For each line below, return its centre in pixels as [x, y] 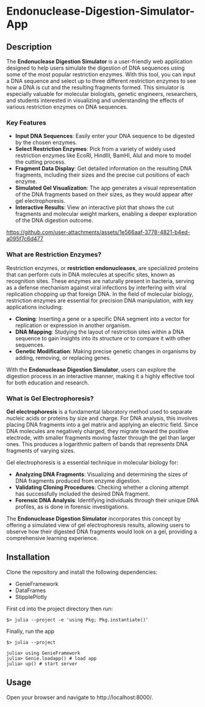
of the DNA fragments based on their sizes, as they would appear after [104, 194]
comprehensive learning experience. [52, 538]
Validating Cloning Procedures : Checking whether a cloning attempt [102, 487]
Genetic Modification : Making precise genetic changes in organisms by [106, 351]
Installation [28, 557]
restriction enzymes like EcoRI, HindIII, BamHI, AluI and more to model [103, 156]
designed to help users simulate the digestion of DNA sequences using [95, 68]
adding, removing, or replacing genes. [63, 357]
